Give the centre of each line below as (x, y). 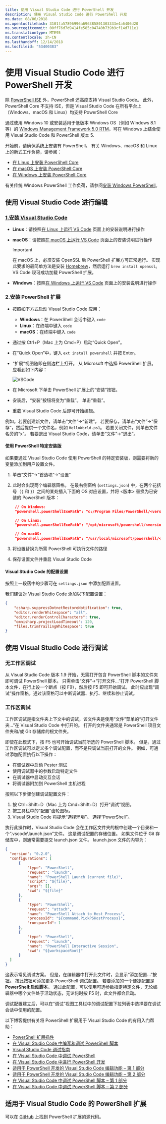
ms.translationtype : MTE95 (33, 33)
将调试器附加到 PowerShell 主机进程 (49, 784)
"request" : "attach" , (49, 909)
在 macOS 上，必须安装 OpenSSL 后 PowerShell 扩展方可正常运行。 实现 (86, 260)
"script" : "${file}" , (49, 882)
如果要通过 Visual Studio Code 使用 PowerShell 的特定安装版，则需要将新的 (82, 458)
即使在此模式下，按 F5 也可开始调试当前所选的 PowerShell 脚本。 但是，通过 (83, 742)
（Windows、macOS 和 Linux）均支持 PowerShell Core (61, 112)
